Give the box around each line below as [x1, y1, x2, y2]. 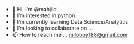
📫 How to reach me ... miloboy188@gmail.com [11, 32, 128, 38]
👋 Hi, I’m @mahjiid [11, 6, 57, 12]
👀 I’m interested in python [11, 12, 75, 19]
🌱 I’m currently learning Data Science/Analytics [11, 18, 129, 25]
